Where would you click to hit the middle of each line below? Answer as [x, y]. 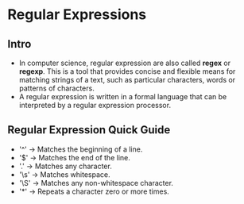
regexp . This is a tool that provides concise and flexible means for [127, 71]
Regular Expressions [77, 15]
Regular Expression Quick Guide [89, 130]
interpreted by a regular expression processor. [95, 105]
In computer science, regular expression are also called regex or [125, 63]
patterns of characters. [56, 88]
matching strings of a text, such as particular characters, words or [127, 80]
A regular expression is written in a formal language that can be [123, 96]
